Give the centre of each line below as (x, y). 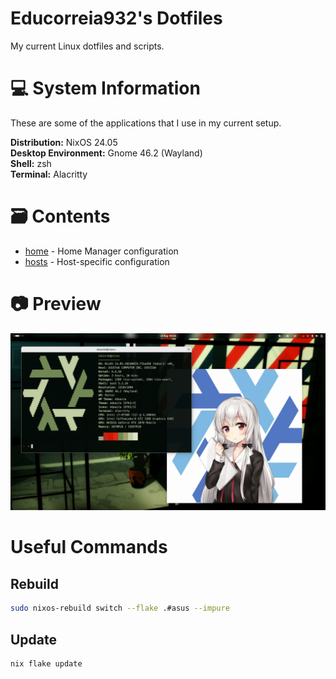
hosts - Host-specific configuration (97, 261)
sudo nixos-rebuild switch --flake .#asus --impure (120, 608)
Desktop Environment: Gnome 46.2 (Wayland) (106, 153)
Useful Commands (89, 547)
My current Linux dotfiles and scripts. (87, 46)
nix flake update (46, 663)
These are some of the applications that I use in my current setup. (146, 123)
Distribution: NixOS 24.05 (64, 142)
